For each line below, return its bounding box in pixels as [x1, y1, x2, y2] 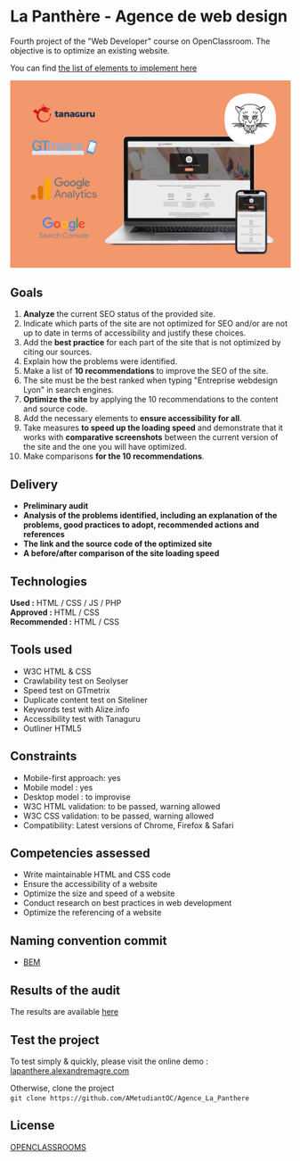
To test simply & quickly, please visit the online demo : [10, 1056, 208, 1066]
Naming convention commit [10, 933, 167, 948]
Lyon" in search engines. [22, 385, 115, 395]
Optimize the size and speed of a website [22, 888, 175, 899]
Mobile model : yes [22, 782, 93, 792]
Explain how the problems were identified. [22, 356, 177, 367]
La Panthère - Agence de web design [10, 6, 288, 27]
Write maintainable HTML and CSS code [22, 869, 172, 880]
